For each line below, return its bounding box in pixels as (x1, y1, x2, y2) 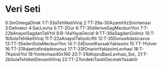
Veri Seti (5, 3, 41, 15)
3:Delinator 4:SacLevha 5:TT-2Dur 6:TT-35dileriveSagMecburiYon (5, 25, 139, 31)
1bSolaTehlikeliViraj (5, 35, 44, 41)
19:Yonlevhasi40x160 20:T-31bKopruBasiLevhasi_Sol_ (28, 51, 137, 57)
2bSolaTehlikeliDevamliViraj (5, 56, 61, 62)
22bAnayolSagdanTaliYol (5, 30, 56, 36)
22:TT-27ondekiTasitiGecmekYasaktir (62, 56, 138, 62)
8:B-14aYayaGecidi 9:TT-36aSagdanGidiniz (56, 30, 144, 36)
